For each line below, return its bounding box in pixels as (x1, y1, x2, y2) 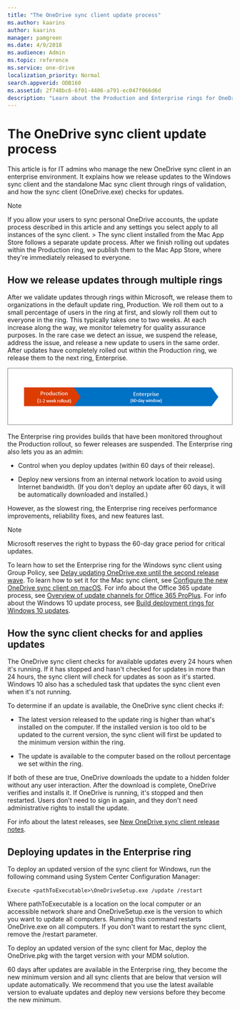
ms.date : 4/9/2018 (7, 41, 62, 49)
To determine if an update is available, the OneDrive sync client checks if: (7, 701, 224, 710)
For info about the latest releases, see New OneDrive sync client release (7, 818, 220, 826)
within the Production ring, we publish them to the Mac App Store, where (7, 246, 222, 254)
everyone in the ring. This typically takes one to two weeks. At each (7, 316, 207, 324)
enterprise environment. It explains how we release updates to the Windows (7, 172, 231, 181)
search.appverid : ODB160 (7, 79, 81, 86)
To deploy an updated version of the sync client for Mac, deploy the (7, 944, 207, 953)
